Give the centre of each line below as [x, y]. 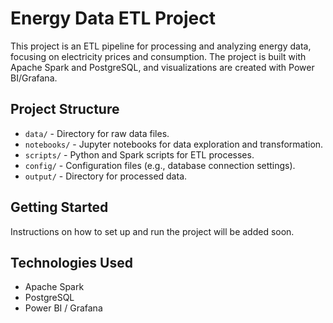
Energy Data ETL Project [113, 18]
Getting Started [59, 207]
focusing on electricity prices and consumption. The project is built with [158, 56]
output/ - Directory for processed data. [106, 176]
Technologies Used [71, 262]
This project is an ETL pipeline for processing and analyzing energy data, [161, 46]
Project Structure [65, 109]
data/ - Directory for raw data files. [97, 133]
